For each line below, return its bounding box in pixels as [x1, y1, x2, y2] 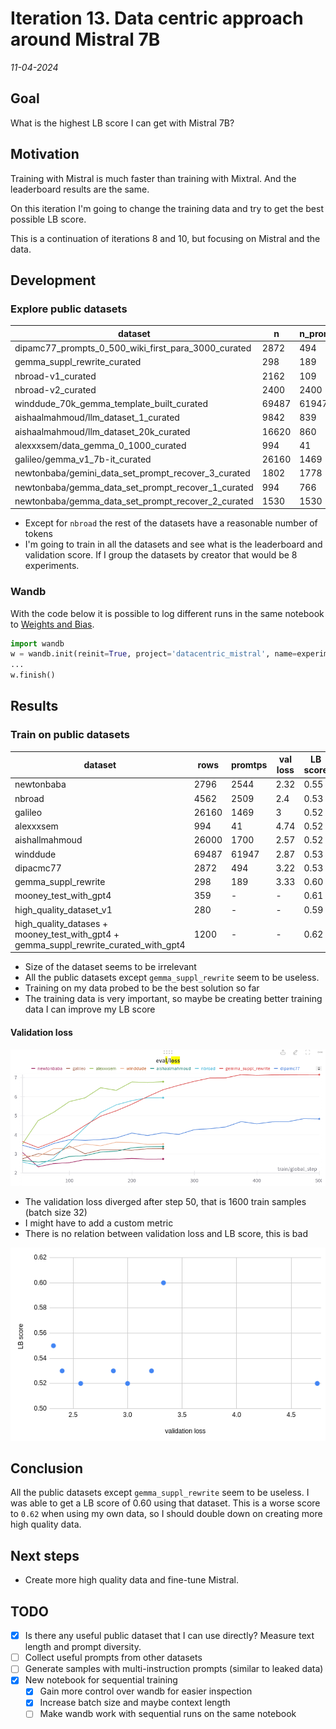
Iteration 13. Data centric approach [10, 7, 304, 30]
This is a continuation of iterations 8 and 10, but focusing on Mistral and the [10, 232, 321, 244]
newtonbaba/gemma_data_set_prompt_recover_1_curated [14, 481, 254, 493]
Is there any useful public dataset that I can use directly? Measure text [24, 1630, 315, 1642]
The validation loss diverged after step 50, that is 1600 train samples [24, 1196, 307, 1208]
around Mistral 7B [10, 28, 161, 51]
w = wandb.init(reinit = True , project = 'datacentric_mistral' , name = [10, 649, 298, 659]
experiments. [24, 560, 80, 572]
